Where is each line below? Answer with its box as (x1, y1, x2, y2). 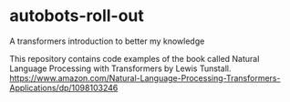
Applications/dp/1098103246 (9, 82, 119, 93)
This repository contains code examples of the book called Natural (9, 53, 260, 64)
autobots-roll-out (9, 5, 144, 26)
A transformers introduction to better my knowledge (9, 36, 205, 46)
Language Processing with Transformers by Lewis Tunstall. (9, 63, 232, 74)
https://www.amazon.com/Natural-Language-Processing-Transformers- (9, 72, 281, 83)
